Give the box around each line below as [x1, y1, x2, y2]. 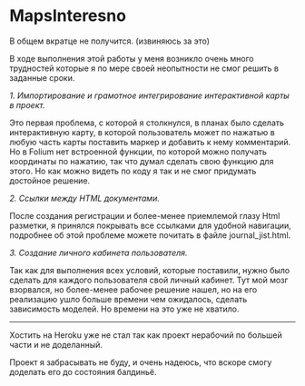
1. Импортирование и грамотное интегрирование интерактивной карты [9, 90, 290, 101]
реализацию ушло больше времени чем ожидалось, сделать [9, 293, 248, 304]
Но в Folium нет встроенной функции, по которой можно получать [9, 146, 268, 157]
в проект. [9, 99, 45, 110]
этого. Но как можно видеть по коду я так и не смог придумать [9, 165, 257, 176]
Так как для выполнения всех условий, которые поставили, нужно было [9, 264, 290, 275]
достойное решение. [9, 174, 91, 186]
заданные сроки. [9, 72, 75, 83]
